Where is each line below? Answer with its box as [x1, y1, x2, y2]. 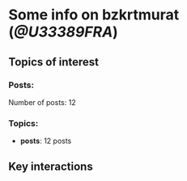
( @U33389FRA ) [8, 23, 119, 41]
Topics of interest [8, 55, 100, 69]
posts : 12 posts [19, 136, 72, 146]
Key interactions [8, 159, 93, 173]
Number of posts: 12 [8, 97, 76, 107]
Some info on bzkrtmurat [8, 6, 180, 24]
